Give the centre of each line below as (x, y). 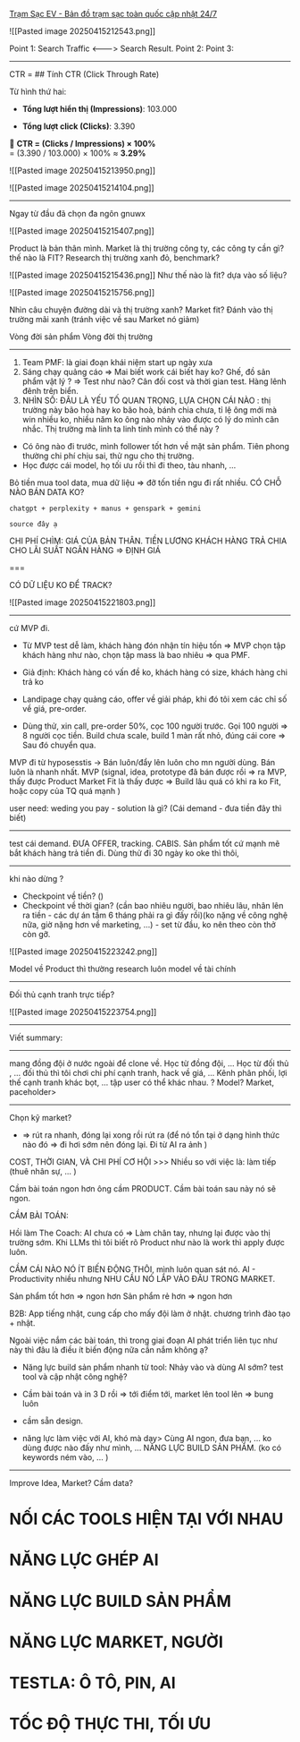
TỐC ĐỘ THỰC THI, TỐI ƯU (110, 1724)
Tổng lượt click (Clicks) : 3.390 (79, 126)
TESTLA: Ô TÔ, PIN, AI (92, 1682)
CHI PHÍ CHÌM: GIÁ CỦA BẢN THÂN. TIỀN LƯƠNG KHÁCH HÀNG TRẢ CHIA (148, 541)
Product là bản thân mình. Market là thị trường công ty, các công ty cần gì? (146, 248)
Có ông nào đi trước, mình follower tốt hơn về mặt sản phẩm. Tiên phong (156, 446)
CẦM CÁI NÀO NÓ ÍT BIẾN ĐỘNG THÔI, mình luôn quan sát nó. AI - (133, 1269)
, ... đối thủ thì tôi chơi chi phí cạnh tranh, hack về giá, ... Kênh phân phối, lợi (148, 1073)
